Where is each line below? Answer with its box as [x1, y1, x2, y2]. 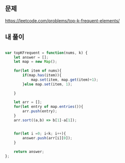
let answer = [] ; [14, 55, 49, 59]
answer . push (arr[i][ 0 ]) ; [22, 136, 73, 141]
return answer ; [14, 149, 45, 154]
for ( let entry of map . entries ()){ [14, 104, 83, 109]
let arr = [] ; [14, 100, 42, 105]
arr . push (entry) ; [22, 109, 57, 114]
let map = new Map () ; [14, 59, 57, 64]
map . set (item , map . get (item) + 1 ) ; [31, 77, 98, 82]
